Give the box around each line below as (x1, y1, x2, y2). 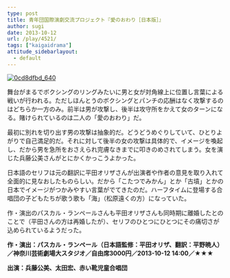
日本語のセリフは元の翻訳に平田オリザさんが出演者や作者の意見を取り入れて (7, 168, 224, 176)
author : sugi (7, 23, 45, 30)
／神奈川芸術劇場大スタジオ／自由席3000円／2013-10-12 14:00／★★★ (7, 248, 214, 257)
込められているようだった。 (7, 226, 86, 234)
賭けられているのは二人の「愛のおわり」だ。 (19, 113, 146, 121)
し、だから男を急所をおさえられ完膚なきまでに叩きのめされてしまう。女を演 (7, 145, 223, 153)
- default (13, 55, 41, 62)
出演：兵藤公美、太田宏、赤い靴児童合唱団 (7, 264, 128, 272)
